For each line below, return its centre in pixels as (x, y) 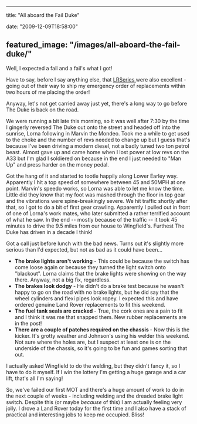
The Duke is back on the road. (43, 110)
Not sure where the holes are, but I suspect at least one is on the (93, 342)
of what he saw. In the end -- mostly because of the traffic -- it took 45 (92, 219)
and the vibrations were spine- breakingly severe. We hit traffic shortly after (97, 201)
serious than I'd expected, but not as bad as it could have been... (84, 249)
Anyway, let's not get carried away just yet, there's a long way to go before (97, 103)
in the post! (28, 323)
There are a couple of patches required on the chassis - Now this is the (102, 330)
